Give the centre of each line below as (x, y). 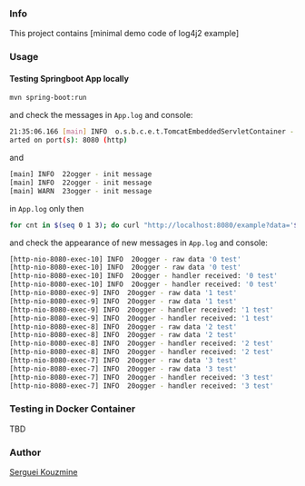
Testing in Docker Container (73, 409)
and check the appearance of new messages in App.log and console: (138, 243)
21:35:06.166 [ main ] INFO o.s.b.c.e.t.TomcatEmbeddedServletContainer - (152, 132)
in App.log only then (47, 208)
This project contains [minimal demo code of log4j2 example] (124, 34)
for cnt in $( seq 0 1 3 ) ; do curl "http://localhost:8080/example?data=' (152, 225)
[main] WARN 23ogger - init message (81, 191)
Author (25, 452)
